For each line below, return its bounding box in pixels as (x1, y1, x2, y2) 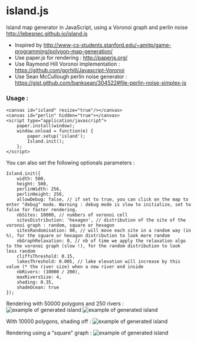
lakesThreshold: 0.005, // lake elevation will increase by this (17, 259, 181, 264)
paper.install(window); (17, 123, 75, 129)
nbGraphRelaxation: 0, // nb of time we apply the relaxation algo (17, 238, 186, 244)
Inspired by (14, 41, 42, 49)
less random (6, 249, 35, 254)
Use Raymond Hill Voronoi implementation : (14, 60, 120, 67)
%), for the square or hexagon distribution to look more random (6, 233, 170, 239)
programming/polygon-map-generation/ (14, 47, 113, 54)
